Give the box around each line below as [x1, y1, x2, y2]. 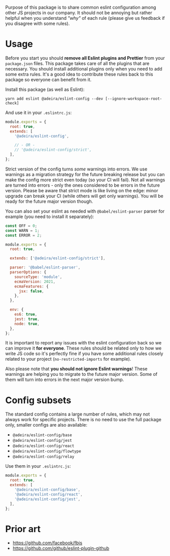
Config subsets [5, 394, 72, 406]
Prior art [5, 523, 41, 535]
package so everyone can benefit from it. [5, 76, 92, 83]
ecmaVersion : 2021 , [14, 279, 56, 284]
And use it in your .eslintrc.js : [5, 109, 72, 116]
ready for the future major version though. [5, 198, 93, 204]
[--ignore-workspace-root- [105, 96, 162, 101]
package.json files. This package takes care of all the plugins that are [5, 60, 150, 66]
